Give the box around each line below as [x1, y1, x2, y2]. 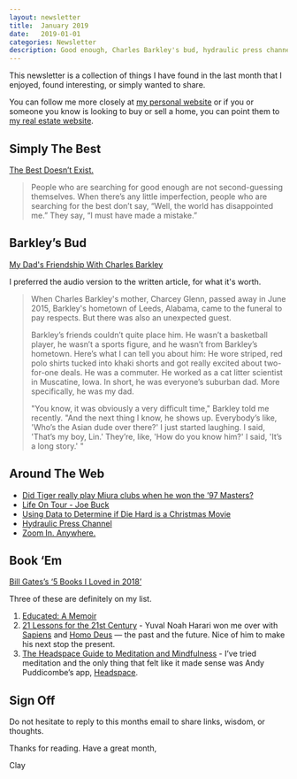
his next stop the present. [21, 639, 116, 650]
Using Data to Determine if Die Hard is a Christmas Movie [21, 508, 232, 519]
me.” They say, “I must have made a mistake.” [30, 210, 197, 220]
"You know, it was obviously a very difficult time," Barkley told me [30, 403, 270, 413]
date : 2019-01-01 [9, 29, 81, 38]
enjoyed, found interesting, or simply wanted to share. [9, 80, 206, 90]
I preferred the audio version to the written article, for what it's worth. [9, 276, 262, 287]
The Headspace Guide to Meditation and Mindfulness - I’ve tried [21, 648, 257, 659]
